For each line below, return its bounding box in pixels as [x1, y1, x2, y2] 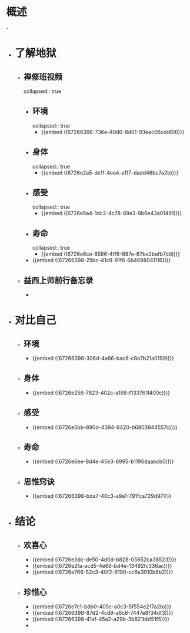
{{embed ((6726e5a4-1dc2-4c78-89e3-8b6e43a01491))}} [41, 210, 182, 217]
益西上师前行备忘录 [23, 275, 94, 285]
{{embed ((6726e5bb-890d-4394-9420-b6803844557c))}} [32, 424, 178, 431]
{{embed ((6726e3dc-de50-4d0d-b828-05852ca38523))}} [32, 556, 176, 563]
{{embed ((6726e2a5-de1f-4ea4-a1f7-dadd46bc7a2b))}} [41, 169, 179, 176]
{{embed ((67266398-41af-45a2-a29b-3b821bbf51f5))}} [32, 615, 169, 623]
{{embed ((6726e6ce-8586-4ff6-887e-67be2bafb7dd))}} [41, 250, 181, 257]
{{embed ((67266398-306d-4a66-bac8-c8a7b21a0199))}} [32, 355, 175, 361]
